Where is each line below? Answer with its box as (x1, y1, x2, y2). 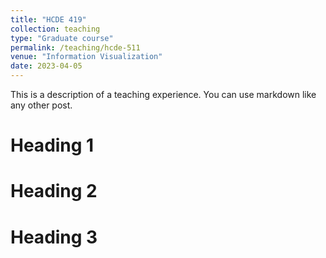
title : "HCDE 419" (10, 14, 87, 25)
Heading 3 (10, 226, 98, 248)
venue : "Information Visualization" (10, 52, 163, 62)
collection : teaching (10, 24, 101, 34)
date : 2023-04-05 (10, 61, 83, 71)
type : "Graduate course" (10, 33, 114, 43)
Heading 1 (10, 134, 95, 157)
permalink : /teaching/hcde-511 (10, 42, 141, 53)
